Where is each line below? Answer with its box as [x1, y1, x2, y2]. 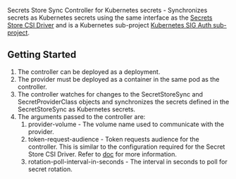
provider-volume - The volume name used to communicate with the [27, 120, 224, 128]
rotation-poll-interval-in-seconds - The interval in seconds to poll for [27, 157, 228, 166]
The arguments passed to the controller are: [17, 112, 146, 121]
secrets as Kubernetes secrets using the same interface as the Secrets [7, 13, 213, 22]
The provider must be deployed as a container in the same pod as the [17, 75, 220, 83]
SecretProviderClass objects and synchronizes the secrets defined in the [17, 97, 230, 106]
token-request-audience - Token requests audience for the [27, 135, 199, 143]
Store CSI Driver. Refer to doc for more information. [27, 149, 178, 158]
